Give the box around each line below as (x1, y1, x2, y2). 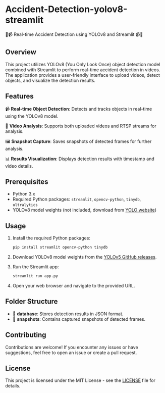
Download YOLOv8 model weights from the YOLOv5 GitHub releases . (12, 254, 157, 260)
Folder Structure (5, 297, 58, 306)
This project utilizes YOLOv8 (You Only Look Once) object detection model (5, 61, 160, 67)
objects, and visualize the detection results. (5, 77, 96, 83)
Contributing (5, 331, 46, 339)
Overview (5, 48, 37, 57)
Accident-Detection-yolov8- (5, 4, 128, 15)
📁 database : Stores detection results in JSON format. (12, 311, 124, 317)
